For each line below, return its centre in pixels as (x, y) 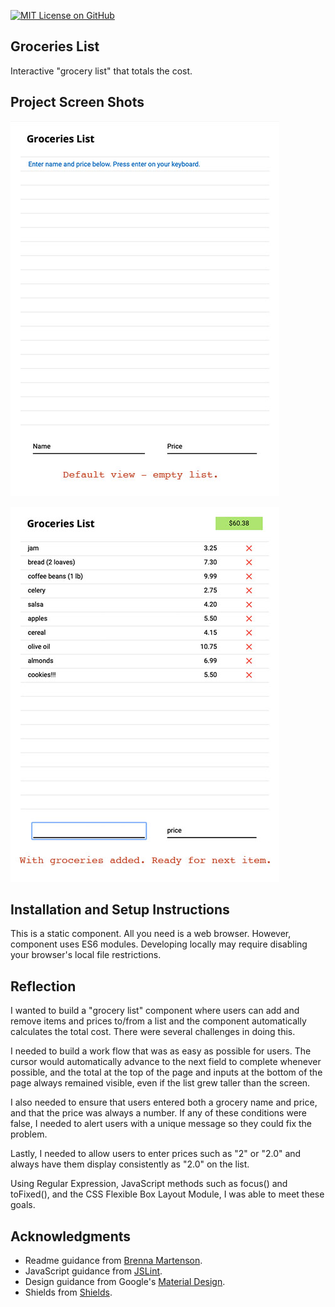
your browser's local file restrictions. (86, 955)
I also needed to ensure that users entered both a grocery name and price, (164, 1102)
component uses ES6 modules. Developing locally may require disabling (159, 944)
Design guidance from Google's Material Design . (125, 1282)
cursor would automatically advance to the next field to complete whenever (166, 1062)
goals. (23, 1205)
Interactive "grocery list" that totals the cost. (101, 71)
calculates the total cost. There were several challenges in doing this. (153, 1032)
